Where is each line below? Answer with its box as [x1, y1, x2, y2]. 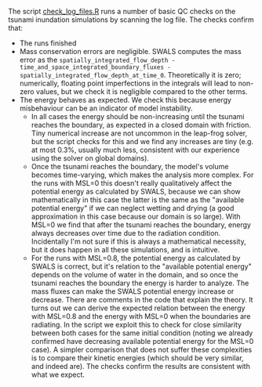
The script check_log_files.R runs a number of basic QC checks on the [8, 7, 236, 16]
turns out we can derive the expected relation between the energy [31, 303, 246, 313]
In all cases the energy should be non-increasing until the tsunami [31, 112, 245, 121]
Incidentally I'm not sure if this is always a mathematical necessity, [31, 237, 246, 246]
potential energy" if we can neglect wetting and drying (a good [31, 204, 235, 212]
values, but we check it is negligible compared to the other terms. [35, 87, 248, 96]
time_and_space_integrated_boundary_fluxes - [19, 63, 171, 71]
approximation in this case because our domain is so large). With [31, 212, 241, 221]
